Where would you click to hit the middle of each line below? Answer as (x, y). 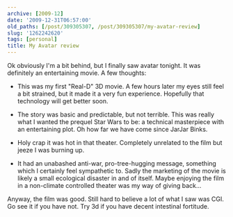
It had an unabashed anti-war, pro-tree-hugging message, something (117, 163)
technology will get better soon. (63, 101)
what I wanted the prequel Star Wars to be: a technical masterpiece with (121, 122)
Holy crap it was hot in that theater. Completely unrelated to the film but (120, 142)
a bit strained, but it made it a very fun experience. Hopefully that (111, 94)
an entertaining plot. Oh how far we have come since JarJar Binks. (112, 129)
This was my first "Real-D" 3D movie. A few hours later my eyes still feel (121, 86)
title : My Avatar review (43, 46)
